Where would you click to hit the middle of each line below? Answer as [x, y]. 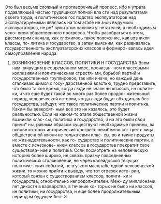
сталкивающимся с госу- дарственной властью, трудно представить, [84, 83]
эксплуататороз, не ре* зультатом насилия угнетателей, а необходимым [80, 28]
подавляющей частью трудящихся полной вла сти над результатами [76, 12]
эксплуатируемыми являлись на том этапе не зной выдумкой [69, 22]
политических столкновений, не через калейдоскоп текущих [75, 160]
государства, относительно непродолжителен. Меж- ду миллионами [84, 181]
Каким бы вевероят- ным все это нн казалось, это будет [71, 109]
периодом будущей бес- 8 [39, 196]
